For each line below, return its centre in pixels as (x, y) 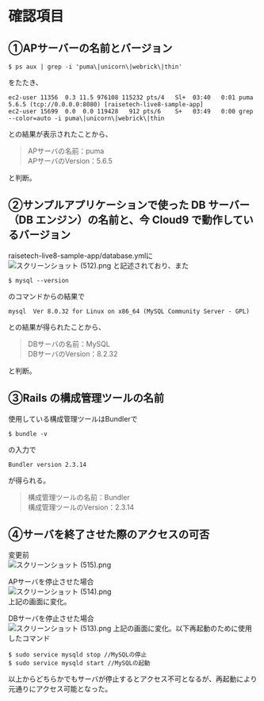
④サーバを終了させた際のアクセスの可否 (109, 535)
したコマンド (29, 638)
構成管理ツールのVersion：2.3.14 (81, 507)
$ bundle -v (28, 433)
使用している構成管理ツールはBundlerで (73, 418)
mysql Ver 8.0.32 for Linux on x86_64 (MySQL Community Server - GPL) (129, 311)
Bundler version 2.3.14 (48, 464)
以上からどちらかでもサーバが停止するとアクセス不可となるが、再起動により (133, 679)
